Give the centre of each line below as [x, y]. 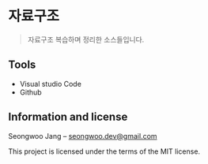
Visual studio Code [50, 84]
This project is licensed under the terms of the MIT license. [104, 151]
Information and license [68, 117]
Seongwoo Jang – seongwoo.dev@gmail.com [83, 136]
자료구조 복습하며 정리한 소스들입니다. [86, 39]
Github [30, 92]
